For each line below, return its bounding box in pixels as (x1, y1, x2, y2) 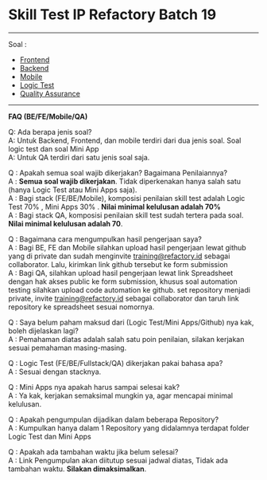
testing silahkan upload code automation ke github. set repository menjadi (8, 285, 250, 294)
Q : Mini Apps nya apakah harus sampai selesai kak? (8, 382, 180, 391)
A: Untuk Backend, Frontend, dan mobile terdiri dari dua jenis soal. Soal (8, 136, 242, 145)
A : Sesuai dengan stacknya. (8, 367, 102, 376)
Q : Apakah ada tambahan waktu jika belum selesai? (8, 447, 179, 456)
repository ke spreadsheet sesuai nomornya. (8, 301, 155, 312)
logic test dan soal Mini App (8, 144, 99, 153)
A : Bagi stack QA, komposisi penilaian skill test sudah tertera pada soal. (8, 210, 244, 220)
